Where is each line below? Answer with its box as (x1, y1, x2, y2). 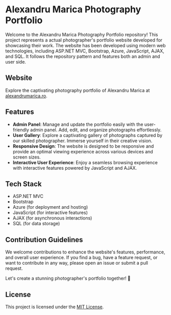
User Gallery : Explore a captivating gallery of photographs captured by (12, 132, 162, 138)
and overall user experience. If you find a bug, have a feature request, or (5, 254, 158, 261)
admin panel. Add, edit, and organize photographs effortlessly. (30, 127, 162, 133)
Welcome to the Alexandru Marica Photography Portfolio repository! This (5, 31, 158, 37)
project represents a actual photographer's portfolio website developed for (5, 37, 162, 43)
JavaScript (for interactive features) (12, 209, 88, 216)
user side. (5, 58, 27, 65)
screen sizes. (12, 154, 41, 160)
